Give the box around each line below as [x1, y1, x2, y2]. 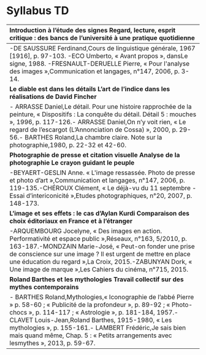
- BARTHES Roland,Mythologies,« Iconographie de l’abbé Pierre [9, 292, 194, 301]
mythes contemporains [9, 283, 79, 291]
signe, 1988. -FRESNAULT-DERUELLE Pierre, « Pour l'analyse [9, 59, 190, 68]
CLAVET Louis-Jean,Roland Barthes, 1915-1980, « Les [9, 316, 172, 324]
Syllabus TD [6, 4, 69, 18]
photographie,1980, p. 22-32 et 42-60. [9, 141, 127, 149]
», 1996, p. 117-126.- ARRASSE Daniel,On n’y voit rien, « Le [9, 117, 186, 126]
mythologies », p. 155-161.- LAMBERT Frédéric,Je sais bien [9, 323, 186, 332]
